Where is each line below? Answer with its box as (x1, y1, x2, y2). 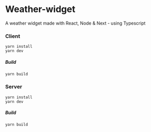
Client (5, 33, 20, 40)
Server (5, 83, 23, 90)
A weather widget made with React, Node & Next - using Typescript (5, 20, 146, 26)
